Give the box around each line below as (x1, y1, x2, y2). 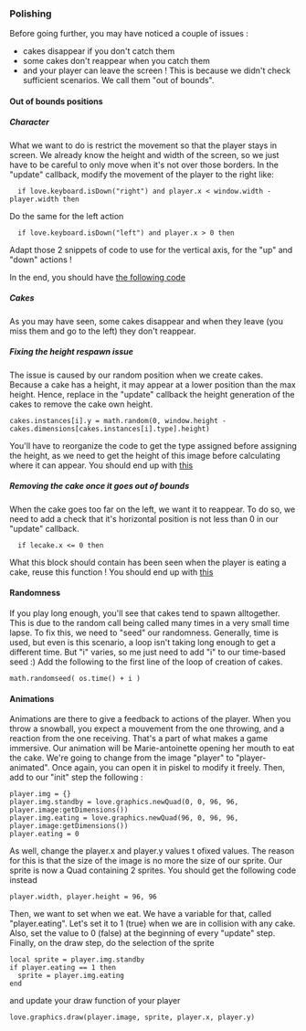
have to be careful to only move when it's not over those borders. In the (9, 159, 279, 170)
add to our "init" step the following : (9, 771, 143, 783)
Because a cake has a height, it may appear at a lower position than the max (9, 378, 297, 390)
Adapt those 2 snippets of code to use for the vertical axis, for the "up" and (9, 244, 293, 255)
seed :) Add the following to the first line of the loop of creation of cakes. (9, 656, 283, 667)
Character (9, 117, 50, 128)
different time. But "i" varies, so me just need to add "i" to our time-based (9, 646, 286, 657)
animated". (9, 762, 50, 773)
